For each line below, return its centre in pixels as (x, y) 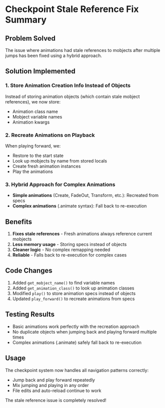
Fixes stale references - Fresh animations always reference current (82, 234)
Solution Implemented (40, 71)
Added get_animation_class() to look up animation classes (73, 288)
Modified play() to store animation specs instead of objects (74, 293)
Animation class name (35, 111)
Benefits (19, 222)
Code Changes (29, 271)
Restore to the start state (38, 155)
